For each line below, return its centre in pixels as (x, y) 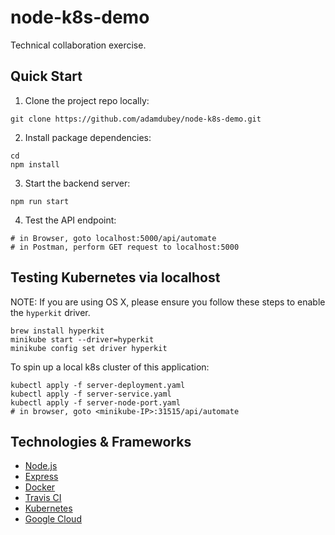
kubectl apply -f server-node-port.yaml (96, 402)
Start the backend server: (77, 183)
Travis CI (43, 498)
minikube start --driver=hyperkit (82, 339)
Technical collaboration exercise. (78, 45)
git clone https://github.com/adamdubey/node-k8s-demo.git (136, 119)
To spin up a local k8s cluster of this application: (110, 367)
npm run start (40, 201)
